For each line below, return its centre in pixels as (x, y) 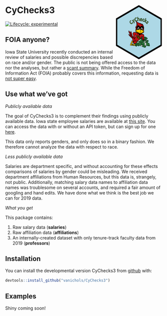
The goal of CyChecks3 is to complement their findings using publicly (77, 116)
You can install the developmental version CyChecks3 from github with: (79, 271)
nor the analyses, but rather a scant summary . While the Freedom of (75, 67)
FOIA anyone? (27, 40)
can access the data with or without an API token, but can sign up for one (81, 126)
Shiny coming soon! (25, 308)
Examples (21, 296)
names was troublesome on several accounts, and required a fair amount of (83, 187)
